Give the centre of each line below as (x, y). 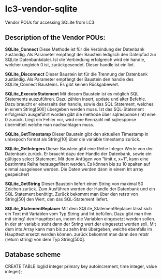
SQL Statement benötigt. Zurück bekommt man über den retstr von (72, 194)
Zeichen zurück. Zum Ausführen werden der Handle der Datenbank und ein (80, 189)
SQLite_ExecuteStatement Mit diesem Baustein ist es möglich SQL (72, 93)
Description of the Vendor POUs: (55, 38)
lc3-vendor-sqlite (41, 9)
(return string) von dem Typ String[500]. (45, 239)
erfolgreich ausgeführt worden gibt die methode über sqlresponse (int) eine (80, 114)
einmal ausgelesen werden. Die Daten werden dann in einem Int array (74, 169)
